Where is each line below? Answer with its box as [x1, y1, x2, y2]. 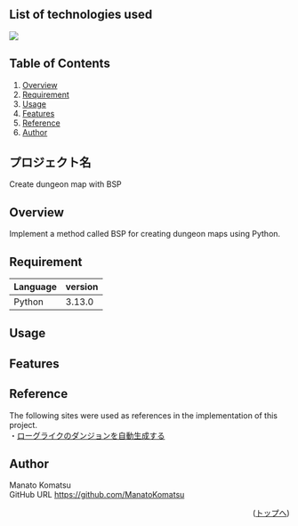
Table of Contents [9, 56, 111, 71]
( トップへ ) [252, 507, 290, 519]
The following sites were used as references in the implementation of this [9, 409, 278, 421]
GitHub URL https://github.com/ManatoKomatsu [9, 490, 185, 500]
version [65, 280, 99, 293]
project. [9, 419, 38, 430]
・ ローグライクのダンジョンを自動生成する [9, 430, 165, 441]
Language [13, 280, 58, 293]
